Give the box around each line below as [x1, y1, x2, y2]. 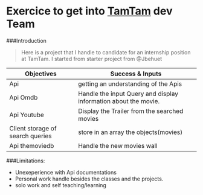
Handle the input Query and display [78, 89, 178, 98]
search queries [9, 132, 52, 140]
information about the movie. [78, 97, 160, 105]
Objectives [25, 69, 57, 78]
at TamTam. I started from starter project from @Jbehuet [21, 55, 163, 62]
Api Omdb [9, 93, 38, 101]
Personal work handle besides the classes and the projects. [14, 175, 164, 182]
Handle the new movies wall [78, 141, 158, 150]
